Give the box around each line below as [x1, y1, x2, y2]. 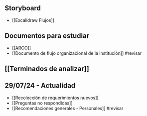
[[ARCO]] [11, 45, 31, 51]
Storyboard [4, 4, 41, 12]
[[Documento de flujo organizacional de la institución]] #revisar [11, 50, 142, 56]
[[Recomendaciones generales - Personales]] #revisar [11, 105, 124, 111]
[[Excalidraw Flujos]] [11, 17, 54, 23]
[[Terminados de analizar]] [4, 65, 89, 73]
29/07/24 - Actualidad [4, 82, 76, 90]
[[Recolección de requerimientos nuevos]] [11, 95, 99, 101]
